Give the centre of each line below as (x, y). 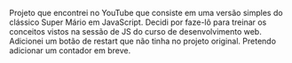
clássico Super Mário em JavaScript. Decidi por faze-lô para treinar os (138, 22)
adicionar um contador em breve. (70, 51)
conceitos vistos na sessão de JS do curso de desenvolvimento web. (135, 31)
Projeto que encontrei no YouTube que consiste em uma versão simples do (146, 13)
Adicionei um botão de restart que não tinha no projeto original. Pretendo (143, 41)
